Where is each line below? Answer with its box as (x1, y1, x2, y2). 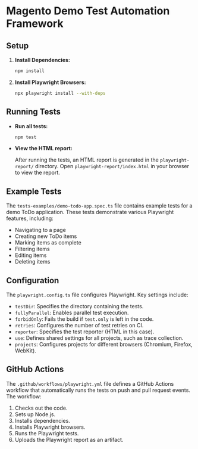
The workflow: (6, 392, 42, 400)
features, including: (6, 215, 54, 222)
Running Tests (6, 107, 61, 117)
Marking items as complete (14, 239, 81, 246)
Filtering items (14, 246, 50, 253)
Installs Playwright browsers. (14, 423, 86, 431)
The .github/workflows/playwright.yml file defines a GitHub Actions (6, 380, 174, 387)
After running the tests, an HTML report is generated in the (14, 156, 159, 163)
